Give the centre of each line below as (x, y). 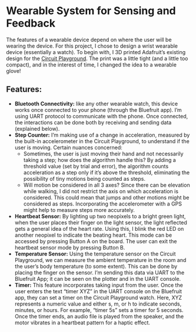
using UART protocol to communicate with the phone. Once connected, (101, 116)
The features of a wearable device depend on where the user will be (89, 39)
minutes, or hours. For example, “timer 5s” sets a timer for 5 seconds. (99, 310)
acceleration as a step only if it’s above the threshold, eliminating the (107, 172)
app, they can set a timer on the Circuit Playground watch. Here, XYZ (98, 297)
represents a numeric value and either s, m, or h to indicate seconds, (98, 304)
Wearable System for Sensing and (91, 11)
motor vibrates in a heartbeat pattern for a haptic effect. (82, 323)
